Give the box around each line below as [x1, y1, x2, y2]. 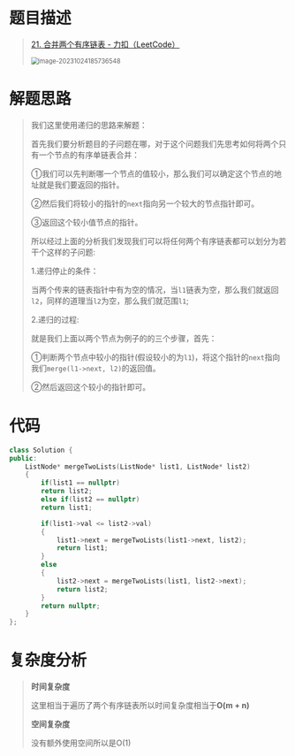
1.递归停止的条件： [30, 265, 99, 276]
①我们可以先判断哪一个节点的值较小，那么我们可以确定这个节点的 [30, 168, 275, 179]
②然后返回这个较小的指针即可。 [30, 381, 151, 392]
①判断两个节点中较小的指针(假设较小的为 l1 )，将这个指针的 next [30, 351, 265, 363]
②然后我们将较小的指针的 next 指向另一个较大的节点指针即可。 [30, 198, 259, 209]
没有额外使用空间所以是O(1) [30, 737, 132, 748]
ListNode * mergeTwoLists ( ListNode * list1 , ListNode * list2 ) [25, 462, 251, 471]
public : [9, 454, 38, 462]
